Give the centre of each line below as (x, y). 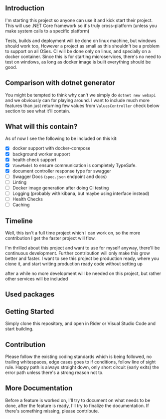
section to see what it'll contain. (38, 111)
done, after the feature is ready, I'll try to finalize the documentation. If (77, 405)
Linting (19, 182)
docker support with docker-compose (51, 148)
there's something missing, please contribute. (52, 411)
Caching (21, 205)
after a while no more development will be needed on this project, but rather (83, 273)
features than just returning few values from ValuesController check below (82, 105)
